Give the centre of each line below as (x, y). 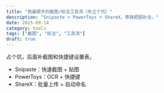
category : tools (26, 28)
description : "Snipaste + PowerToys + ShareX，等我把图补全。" (83, 17)
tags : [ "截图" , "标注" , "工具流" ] (46, 34)
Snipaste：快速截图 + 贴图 (47, 69)
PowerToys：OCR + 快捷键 (48, 77)
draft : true (21, 39)
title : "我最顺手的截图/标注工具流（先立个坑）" (59, 12)
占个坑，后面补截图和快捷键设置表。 (51, 57)
